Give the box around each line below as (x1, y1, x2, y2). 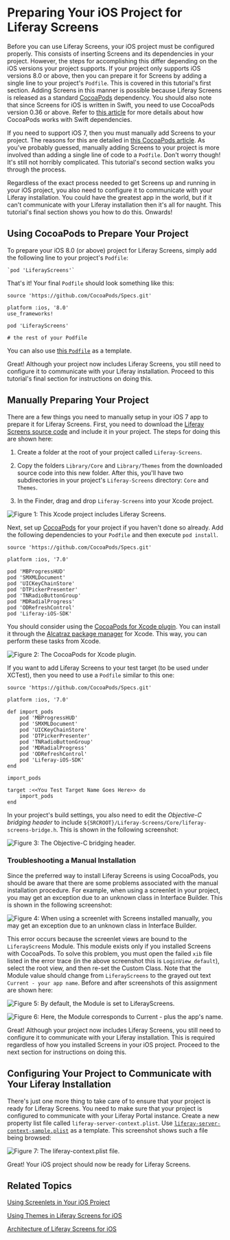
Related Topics (7, 1180, 72, 1192)
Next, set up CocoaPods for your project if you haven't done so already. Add (7, 523, 224, 532)
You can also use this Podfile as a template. (7, 346, 132, 355)
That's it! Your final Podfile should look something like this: (7, 279, 174, 287)
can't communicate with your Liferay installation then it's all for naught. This (7, 200, 222, 209)
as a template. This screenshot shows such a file (70, 1126, 208, 1134)
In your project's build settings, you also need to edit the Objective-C (7, 810, 203, 819)
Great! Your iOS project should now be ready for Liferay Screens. (7, 1160, 191, 1168)
